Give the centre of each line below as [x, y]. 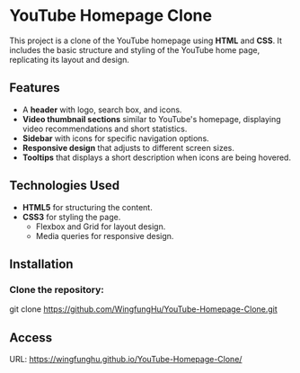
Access [31, 337]
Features [35, 88]
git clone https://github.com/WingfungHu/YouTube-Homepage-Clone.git [144, 309]
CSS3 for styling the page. [71, 217]
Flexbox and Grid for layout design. [101, 226]
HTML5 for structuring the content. [87, 207]
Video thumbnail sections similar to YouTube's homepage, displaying [151, 119]
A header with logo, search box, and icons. [102, 110]
